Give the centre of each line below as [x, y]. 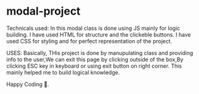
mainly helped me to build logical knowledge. [63, 72]
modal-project [43, 11]
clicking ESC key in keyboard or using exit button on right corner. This [94, 66]
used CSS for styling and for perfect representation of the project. [89, 41]
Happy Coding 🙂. [28, 84]
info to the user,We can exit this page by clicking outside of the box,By [95, 59]
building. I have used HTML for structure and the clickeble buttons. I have [99, 34]
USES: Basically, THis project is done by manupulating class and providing [100, 52]
